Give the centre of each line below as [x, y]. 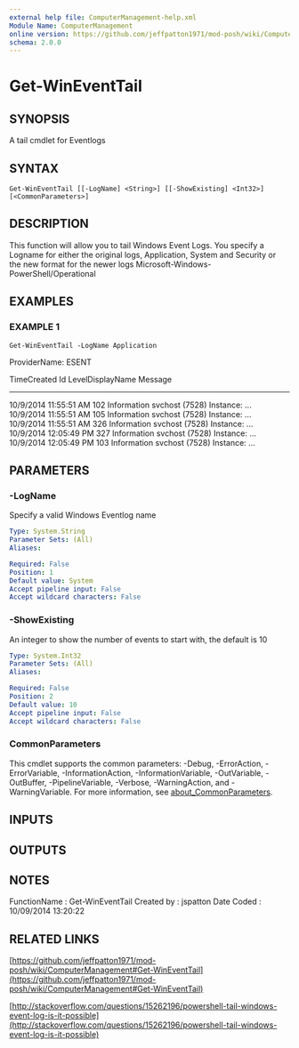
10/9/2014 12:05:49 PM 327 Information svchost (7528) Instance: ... [133, 433]
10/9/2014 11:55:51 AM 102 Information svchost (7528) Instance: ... [130, 405]
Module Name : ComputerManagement [71, 26]
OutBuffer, [28, 782]
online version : [39, 34]
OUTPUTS [38, 850]
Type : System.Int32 [45, 656]
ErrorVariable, [35, 773]
